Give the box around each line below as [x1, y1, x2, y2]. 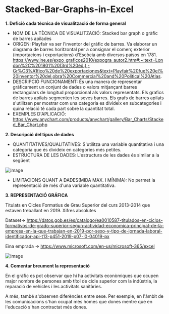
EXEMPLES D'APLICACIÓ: [12, 110, 67, 117]
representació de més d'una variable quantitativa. [12, 182, 116, 188]
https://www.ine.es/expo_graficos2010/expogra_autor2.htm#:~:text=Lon [12, 57, 163, 63]
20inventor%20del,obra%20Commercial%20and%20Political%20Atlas [12, 73, 161, 79]
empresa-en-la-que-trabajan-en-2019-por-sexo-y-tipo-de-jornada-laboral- [5, 228, 163, 234]
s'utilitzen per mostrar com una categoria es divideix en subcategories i [12, 100, 162, 106]
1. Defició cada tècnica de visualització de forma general [5, 20, 126, 26]
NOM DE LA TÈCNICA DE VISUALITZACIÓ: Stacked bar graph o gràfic [12, 30, 158, 36]
